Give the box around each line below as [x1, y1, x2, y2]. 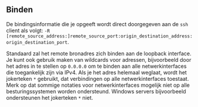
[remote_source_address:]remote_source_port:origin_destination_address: [6, 33, 193, 39]
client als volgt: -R [6, 27, 51, 34]
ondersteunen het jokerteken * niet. [6, 94, 93, 101]
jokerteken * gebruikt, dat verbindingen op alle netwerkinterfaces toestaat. [6, 75, 189, 82]
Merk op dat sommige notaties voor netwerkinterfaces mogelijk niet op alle [6, 81, 190, 89]
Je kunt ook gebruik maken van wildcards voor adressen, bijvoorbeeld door [6, 56, 191, 63]
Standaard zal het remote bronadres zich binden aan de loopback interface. [6, 50, 191, 57]
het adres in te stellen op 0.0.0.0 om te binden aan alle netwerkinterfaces [6, 62, 187, 70]
